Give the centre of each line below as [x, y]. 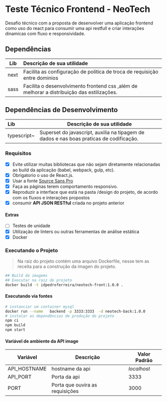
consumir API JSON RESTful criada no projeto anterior [68, 203]
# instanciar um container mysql [40, 307]
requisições [65, 391]
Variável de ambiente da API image [42, 341]
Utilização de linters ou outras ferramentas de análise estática [76, 231]
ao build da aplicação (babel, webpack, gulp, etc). [64, 170]
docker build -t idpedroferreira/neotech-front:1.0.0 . [64, 285]
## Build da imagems [27, 275]
